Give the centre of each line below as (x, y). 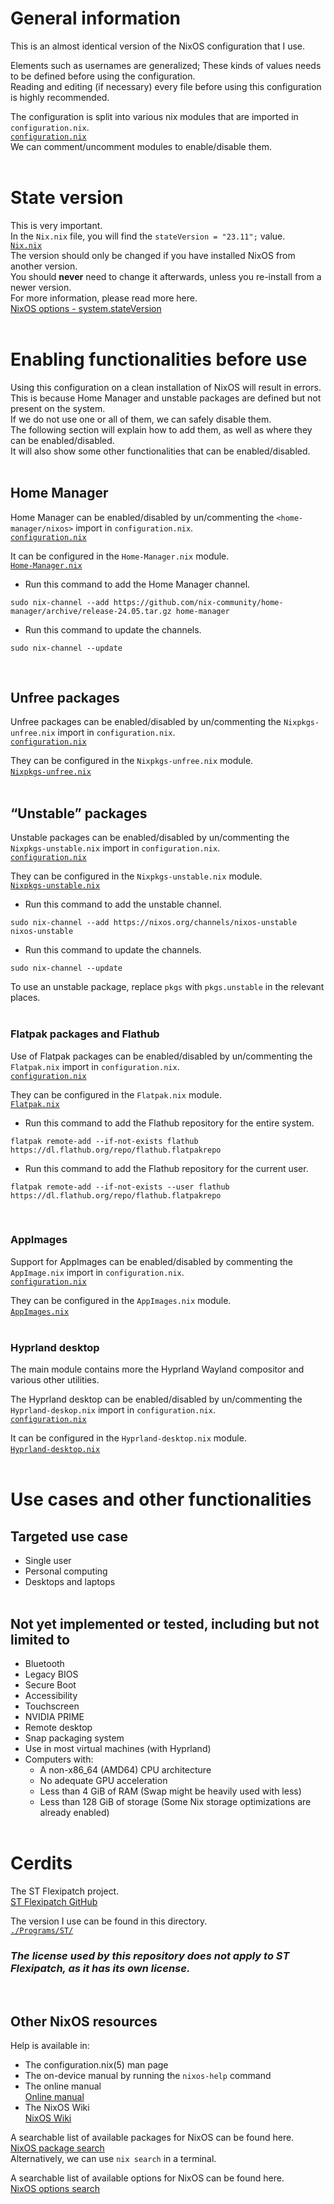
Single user (48, 1561)
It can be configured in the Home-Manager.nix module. (120, 556)
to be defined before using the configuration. (103, 76)
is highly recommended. (60, 97)
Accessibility (51, 1695)
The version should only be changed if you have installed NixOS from (153, 255)
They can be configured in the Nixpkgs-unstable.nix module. (136, 876)
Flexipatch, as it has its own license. (100, 1968)
